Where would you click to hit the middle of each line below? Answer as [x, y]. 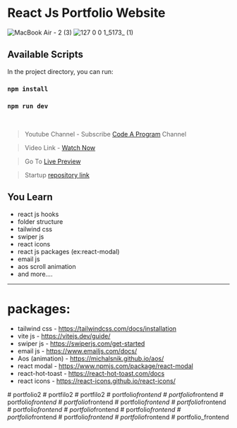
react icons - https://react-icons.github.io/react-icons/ [97, 381]
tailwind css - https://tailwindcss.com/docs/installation [97, 328]
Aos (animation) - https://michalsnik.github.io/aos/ [91, 358]
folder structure [40, 221]
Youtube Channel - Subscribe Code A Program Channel [105, 134]
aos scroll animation [47, 266]
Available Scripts [45, 55]
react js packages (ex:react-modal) [68, 251]
